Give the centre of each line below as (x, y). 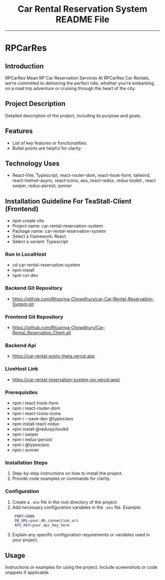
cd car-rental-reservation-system (46, 265)
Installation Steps (27, 463)
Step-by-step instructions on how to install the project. (67, 473)
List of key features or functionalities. (50, 143)
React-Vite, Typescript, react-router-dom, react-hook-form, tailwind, (81, 175)
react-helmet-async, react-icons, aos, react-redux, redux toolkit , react (84, 181)
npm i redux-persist (32, 439)
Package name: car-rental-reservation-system (59, 231)
